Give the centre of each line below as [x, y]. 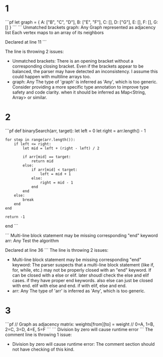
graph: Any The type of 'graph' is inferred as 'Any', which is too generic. [85, 82]
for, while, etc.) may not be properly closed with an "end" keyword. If [82, 270]
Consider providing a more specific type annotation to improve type [81, 87]
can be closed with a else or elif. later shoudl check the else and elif [81, 275]
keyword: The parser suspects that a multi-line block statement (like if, [83, 264]
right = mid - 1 [57, 182]
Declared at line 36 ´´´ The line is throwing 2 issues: [57, 250]
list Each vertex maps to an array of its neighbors [55, 32]
